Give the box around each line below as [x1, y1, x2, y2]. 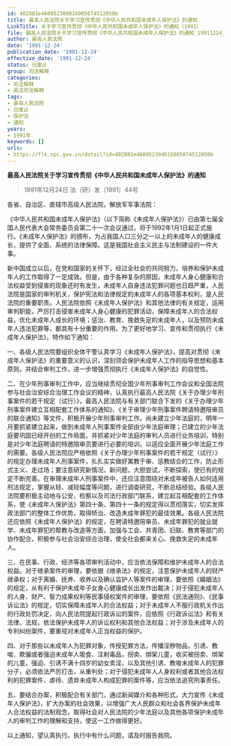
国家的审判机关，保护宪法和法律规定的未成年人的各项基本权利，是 [25, 290, 212, 298]
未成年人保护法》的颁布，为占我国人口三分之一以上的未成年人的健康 [21, 232, 215, 240]
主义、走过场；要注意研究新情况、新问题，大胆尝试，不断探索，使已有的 [12, 465, 218, 474]
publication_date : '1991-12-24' [7, 49, 100, 56]
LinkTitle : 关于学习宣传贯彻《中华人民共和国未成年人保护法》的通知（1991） [7, 23, 202, 30]
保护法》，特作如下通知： [25, 332, 95, 341]
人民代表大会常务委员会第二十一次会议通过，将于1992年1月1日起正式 [12, 223, 206, 232]
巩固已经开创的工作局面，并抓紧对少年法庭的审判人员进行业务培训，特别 [19, 431, 224, 439]
